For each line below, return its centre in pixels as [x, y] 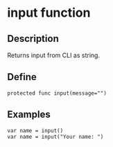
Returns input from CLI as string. [54, 55]
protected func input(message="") [57, 93]
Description [33, 39]
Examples [29, 115]
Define [22, 77]
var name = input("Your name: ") [55, 137]
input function [49, 13]
